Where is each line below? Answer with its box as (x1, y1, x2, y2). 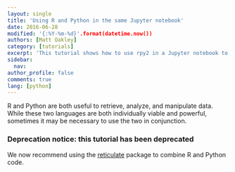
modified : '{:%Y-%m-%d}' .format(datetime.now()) (7, 30, 153, 37)
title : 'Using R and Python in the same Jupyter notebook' (7, 17, 184, 24)
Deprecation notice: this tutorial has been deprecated (7, 135, 194, 145)
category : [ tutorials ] (7, 43, 74, 50)
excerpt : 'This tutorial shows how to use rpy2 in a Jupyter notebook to (7, 50, 229, 57)
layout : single (7, 10, 52, 18)
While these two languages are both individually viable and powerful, (7, 109, 208, 118)
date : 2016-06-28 (7, 23, 58, 30)
